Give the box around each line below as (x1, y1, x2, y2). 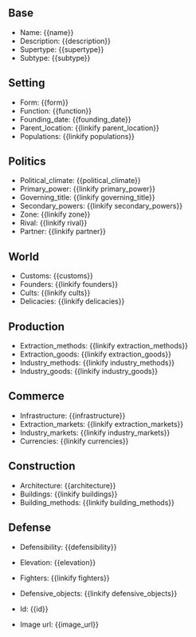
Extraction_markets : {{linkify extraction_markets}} (19, 419, 184, 428)
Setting (8, 76, 45, 90)
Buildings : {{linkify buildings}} (19, 489, 118, 499)
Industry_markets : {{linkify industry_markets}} (19, 428, 171, 437)
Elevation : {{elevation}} (19, 557, 96, 567)
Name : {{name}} (19, 27, 74, 37)
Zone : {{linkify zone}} (19, 209, 91, 219)
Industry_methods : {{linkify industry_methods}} (19, 358, 175, 368)
